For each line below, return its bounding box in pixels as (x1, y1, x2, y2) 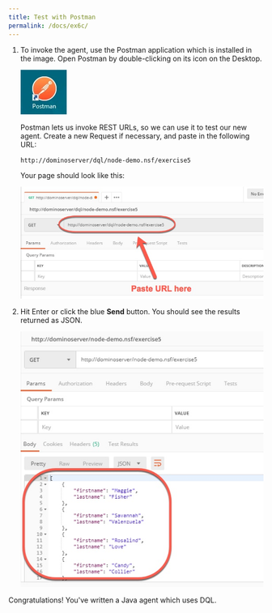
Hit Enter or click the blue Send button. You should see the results (19, 307, 240, 317)
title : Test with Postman (8, 13, 96, 21)
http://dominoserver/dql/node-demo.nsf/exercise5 (19, 156, 192, 164)
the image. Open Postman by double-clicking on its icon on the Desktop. (19, 53, 262, 63)
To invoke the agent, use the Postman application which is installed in (19, 45, 253, 54)
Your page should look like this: (19, 170, 125, 180)
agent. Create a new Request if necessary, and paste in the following (19, 130, 250, 141)
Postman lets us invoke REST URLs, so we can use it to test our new (19, 122, 247, 132)
